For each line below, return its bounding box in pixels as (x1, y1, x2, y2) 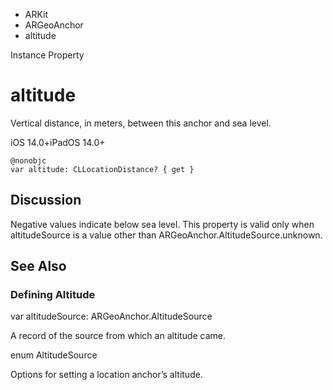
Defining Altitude (10, 288, 96, 302)
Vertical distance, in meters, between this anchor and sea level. (10, 117, 272, 129)
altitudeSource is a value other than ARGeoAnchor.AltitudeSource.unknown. (10, 229, 323, 241)
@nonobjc (10, 155, 47, 166)
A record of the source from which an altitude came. (10, 330, 227, 342)
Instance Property (10, 49, 85, 61)
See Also (10, 258, 67, 275)
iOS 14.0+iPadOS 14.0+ (10, 136, 106, 148)
